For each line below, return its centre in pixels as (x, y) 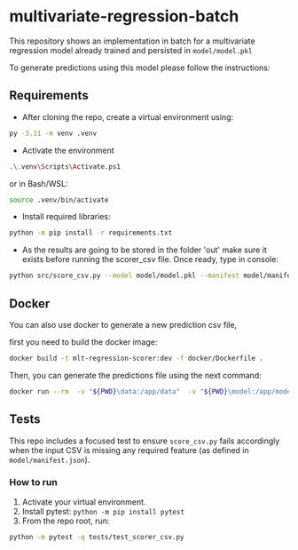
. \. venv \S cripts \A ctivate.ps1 (65, 166)
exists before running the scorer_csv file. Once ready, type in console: (150, 259)
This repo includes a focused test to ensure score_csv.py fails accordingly (145, 441)
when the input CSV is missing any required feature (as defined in (129, 450)
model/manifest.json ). (50, 459)
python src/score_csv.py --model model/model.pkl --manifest (125, 276)
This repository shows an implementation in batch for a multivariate (132, 41)
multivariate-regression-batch (124, 16)
